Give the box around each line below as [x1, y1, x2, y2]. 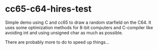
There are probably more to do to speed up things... [5, 39, 110, 45]
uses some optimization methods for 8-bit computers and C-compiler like [5, 24, 153, 30]
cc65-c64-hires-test [5, 3, 92, 15]
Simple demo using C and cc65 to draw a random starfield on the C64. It [5, 19, 152, 25]
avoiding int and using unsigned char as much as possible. [5, 30, 123, 35]
